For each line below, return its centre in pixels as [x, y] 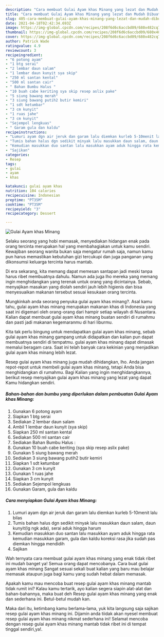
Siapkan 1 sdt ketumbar [36, 463]
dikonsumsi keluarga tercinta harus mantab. [49, 262]
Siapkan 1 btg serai [31, 417]
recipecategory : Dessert [31, 214]
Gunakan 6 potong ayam [37, 411]
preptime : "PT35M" [24, 200]
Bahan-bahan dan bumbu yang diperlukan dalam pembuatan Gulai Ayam [82, 394]
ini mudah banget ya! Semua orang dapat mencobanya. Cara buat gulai [77, 564]
